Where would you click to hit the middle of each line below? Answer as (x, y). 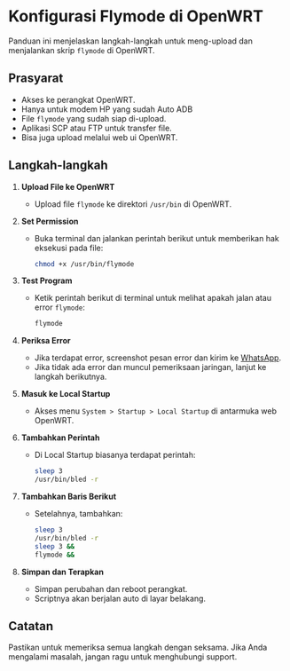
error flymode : (60, 307)
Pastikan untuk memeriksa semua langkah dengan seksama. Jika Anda (138, 647)
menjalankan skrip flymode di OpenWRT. (82, 50)
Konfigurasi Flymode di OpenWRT (136, 16)
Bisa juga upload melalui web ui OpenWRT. (99, 137)
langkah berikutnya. (71, 377)
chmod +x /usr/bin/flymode (84, 264)
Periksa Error (46, 341)
